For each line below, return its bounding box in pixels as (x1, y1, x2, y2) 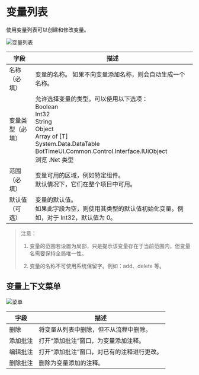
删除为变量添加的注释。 (38, 358, 105, 367)
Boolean (35, 102, 58, 110)
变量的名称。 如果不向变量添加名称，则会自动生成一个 (35, 70, 185, 78)
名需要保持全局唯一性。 (29, 250, 87, 257)
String (35, 117, 52, 125)
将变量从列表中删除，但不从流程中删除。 (38, 325, 152, 333)
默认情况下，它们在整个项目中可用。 (35, 180, 136, 188)
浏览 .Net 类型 (35, 155, 74, 164)
